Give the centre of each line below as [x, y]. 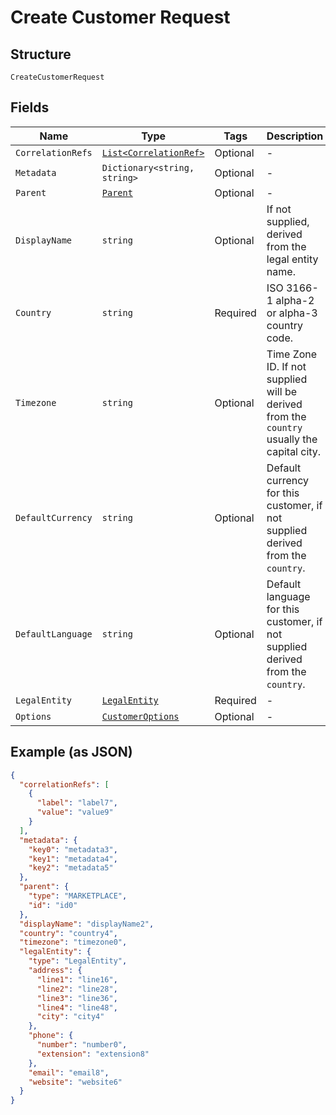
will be [281, 391]
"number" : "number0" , [82, 1045]
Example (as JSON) [71, 752]
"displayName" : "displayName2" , [87, 924]
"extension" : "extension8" [93, 1054]
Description [295, 136]
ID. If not [286, 366]
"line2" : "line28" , [77, 989]
